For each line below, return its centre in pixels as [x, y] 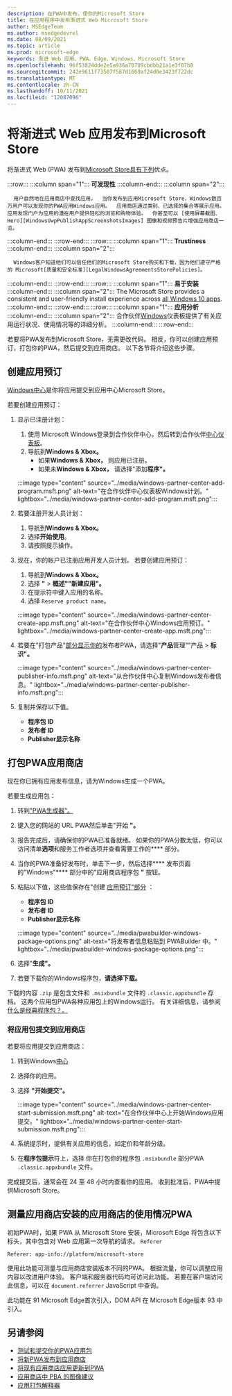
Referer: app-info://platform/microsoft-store [75, 1254]
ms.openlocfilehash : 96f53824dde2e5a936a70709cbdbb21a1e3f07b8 [100, 65]
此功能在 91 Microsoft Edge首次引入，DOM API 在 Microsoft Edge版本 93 [111, 1300]
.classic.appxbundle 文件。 [57, 1167]
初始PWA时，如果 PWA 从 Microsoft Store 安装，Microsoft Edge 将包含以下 [114, 1232]
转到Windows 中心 [43, 1061]
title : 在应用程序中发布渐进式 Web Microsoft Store [78, 20]
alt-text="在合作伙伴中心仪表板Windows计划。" [141, 491]
